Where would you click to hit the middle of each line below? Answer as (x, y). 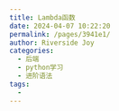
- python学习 (41, 68)
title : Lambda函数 (42, 17)
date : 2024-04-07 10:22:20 (60, 26)
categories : (32, 51)
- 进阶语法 (35, 76)
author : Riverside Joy (52, 43)
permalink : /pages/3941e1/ (60, 34)
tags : (19, 84)
